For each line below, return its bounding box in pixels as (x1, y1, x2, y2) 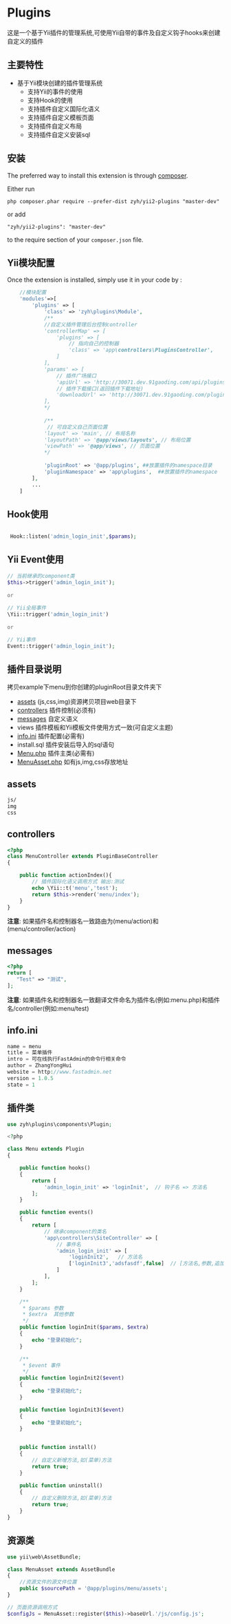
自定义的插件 (7, 37, 43, 45)
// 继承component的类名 (43, 1228, 107, 1235)
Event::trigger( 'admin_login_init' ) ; (7, 643, 115, 649)
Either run (7, 185, 35, 193)
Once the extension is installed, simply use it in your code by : (7, 275, 182, 284)
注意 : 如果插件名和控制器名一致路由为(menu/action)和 (7, 917, 159, 926)
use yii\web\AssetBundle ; (7, 1553, 81, 1561)
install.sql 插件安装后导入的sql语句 (16, 740, 115, 749)
